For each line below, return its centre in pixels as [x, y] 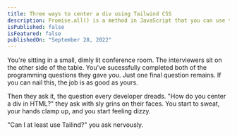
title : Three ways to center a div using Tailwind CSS [90, 14]
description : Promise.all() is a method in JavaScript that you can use [116, 20]
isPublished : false [36, 27]
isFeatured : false [34, 33]
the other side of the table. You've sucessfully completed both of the [107, 68]
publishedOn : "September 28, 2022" [60, 40]
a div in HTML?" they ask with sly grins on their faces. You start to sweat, [114, 104]
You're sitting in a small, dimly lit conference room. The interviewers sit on [115, 60]
